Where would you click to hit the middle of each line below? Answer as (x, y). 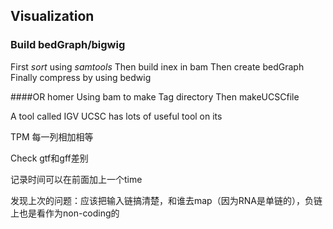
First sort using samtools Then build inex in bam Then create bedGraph (157, 66)
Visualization (52, 16)
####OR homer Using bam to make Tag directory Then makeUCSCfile (155, 96)
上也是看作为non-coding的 (65, 213)
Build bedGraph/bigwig (68, 45)
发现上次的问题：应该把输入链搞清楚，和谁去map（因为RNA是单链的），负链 (166, 200)
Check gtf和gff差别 (49, 158)
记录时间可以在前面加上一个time (76, 179)
